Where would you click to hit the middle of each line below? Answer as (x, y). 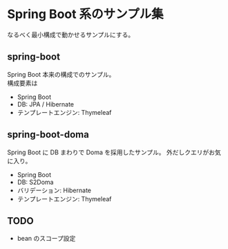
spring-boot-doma (48, 135)
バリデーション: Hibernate (54, 190)
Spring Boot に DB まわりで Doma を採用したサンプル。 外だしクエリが (108, 152)
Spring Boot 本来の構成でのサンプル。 (61, 74)
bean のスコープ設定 (46, 239)
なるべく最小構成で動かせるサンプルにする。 (71, 35)
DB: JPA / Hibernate (46, 104)
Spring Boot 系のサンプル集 (85, 14)
